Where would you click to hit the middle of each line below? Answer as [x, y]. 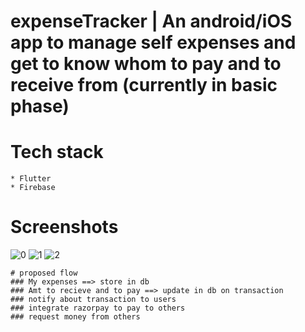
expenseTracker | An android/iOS [151, 21]
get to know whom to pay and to [146, 64]
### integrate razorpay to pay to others [98, 308]
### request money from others [75, 317]
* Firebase [33, 188]
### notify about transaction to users [93, 300]
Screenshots [64, 227]
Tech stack [57, 152]
